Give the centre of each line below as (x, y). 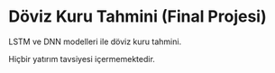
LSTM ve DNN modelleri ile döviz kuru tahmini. (95, 41)
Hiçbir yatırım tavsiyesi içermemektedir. (82, 59)
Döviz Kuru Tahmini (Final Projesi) (137, 17)
